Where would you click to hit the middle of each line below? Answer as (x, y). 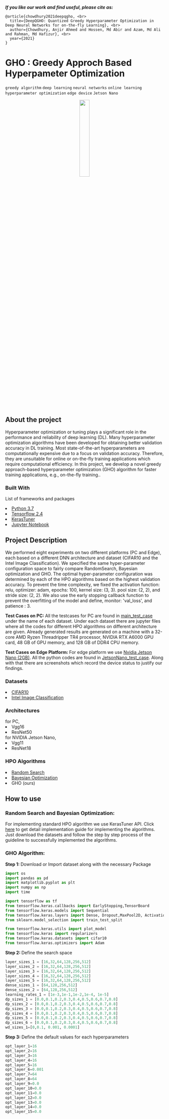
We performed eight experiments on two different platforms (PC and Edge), (83, 552)
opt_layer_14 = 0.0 (23, 1107)
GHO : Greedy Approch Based (69, 63)
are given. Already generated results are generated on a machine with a (79, 632)
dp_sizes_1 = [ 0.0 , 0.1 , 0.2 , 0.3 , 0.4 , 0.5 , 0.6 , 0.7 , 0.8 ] (62, 999)
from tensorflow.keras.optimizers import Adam (55, 943)
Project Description (36, 540)
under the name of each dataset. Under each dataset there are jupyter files (83, 621)
